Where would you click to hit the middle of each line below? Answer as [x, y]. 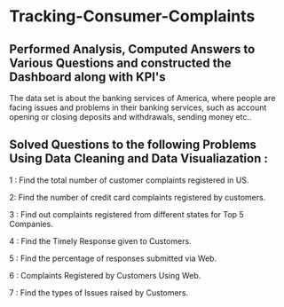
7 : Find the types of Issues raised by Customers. [99, 292]
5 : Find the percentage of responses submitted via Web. [113, 258]
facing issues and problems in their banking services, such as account [138, 107]
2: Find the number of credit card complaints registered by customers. [138, 197]
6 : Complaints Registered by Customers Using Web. [105, 275]
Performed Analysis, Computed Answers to [132, 49]
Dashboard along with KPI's [87, 77]
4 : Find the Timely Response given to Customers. [101, 240]
